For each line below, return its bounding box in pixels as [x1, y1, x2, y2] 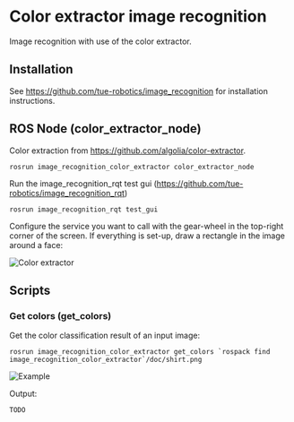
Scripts [9, 282, 51, 297]
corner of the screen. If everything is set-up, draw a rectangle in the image [9, 230, 285, 241]
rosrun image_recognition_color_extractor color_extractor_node [9, 162, 255, 171]
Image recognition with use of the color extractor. [9, 36, 192, 47]
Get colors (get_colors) [9, 309, 112, 322]
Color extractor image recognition [9, 6, 267, 27]
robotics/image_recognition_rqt [9, 187, 125, 198]
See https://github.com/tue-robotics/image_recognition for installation [9, 85, 269, 96]
